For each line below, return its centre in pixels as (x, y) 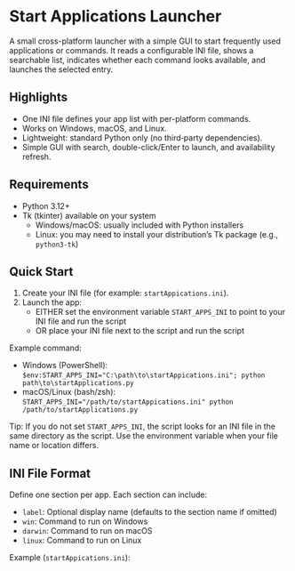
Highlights (39, 97)
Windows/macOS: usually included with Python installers (140, 225)
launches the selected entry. (61, 69)
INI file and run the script (81, 321)
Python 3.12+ (46, 205)
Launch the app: (52, 302)
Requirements (49, 185)
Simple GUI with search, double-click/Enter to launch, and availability (148, 147)
